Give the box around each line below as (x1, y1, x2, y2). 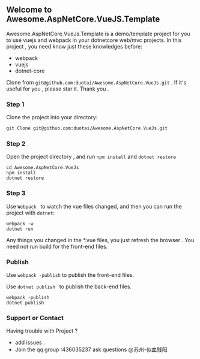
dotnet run (6, 226, 34, 232)
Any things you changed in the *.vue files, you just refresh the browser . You (6, 236, 195, 243)
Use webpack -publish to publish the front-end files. (6, 271, 135, 278)
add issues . (14, 339, 45, 346)
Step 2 (6, 139, 26, 147)
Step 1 (6, 100, 25, 108)
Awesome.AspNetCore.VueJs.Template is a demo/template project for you (6, 30, 190, 37)
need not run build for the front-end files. (6, 243, 108, 250)
